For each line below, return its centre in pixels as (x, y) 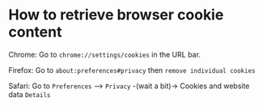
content (35, 32)
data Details (30, 94)
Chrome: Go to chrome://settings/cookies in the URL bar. (104, 54)
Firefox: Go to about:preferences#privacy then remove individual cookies (132, 70)
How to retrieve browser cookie (116, 15)
